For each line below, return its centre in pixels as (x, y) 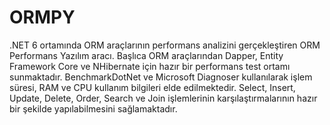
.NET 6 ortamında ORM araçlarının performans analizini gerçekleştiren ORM (165, 45)
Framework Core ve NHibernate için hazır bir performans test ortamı (150, 66)
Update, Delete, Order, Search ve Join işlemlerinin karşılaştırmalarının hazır (163, 98)
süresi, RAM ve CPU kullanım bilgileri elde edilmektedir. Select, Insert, (152, 87)
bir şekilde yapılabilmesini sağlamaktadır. (93, 108)
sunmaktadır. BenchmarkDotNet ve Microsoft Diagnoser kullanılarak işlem (161, 77)
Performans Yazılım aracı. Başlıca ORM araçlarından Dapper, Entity (146, 55)
